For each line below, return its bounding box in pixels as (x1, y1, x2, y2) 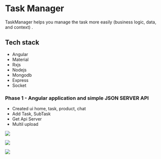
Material (12, 57, 29, 62)
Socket (12, 82, 27, 88)
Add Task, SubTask (12, 111, 51, 117)
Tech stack (5, 39, 40, 47)
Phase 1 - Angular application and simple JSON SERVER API (5, 95, 149, 101)
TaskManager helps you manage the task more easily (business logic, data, (5, 19, 157, 25)
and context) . (5, 24, 33, 30)
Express (12, 77, 29, 83)
